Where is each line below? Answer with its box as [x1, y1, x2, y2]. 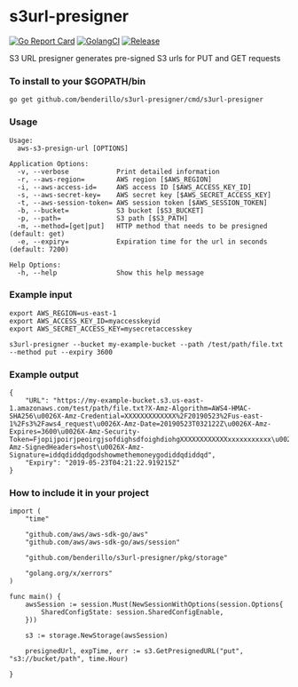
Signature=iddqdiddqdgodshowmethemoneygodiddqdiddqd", [9, 451, 216, 459]
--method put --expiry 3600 [9, 347, 114, 356]
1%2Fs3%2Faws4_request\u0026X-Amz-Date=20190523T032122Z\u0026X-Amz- [9, 419, 272, 428]
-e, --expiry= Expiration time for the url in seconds [17, 237, 268, 246]
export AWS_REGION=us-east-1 [9, 308, 117, 317]
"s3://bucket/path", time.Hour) [9, 655, 129, 664]
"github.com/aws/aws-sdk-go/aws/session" [25, 538, 180, 547]
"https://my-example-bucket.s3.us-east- [52, 396, 204, 405]
